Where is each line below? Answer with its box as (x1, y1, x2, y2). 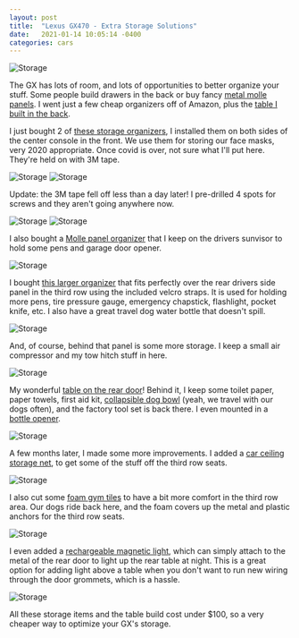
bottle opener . (9, 413, 61, 424)
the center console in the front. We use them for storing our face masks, (9, 135, 275, 146)
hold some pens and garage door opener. (9, 242, 162, 253)
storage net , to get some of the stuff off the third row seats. (9, 457, 228, 468)
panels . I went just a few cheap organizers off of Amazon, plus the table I (9, 99, 278, 110)
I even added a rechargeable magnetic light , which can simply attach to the (9, 546, 286, 557)
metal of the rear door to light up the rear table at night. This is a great (9, 556, 266, 566)
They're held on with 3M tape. (9, 154, 120, 166)
